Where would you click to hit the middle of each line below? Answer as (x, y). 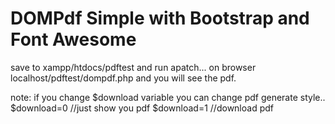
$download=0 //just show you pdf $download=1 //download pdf (142, 108)
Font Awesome (73, 39)
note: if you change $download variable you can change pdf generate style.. (168, 97)
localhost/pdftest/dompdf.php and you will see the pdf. (123, 78)
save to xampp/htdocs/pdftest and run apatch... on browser (133, 67)
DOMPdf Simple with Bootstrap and (160, 18)
